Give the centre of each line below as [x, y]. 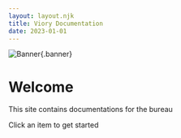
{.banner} [56, 54]
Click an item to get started [54, 125]
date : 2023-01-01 [38, 31]
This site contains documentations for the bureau [90, 110]
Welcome [41, 87]
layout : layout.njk [41, 16]
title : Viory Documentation [56, 24]
